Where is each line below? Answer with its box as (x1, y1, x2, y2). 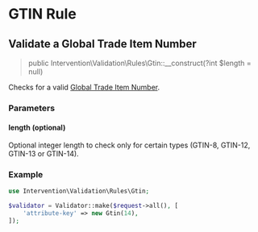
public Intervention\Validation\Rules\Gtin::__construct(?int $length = (27, 58, 252, 68)
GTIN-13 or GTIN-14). (8, 149, 79, 159)
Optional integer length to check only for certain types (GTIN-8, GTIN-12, (8, 140, 251, 150)
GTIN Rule (8, 5, 77, 23)
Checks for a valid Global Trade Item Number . (8, 82, 160, 92)
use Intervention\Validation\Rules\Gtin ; (8, 187, 150, 196)
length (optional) (8, 122, 66, 132)
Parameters (8, 102, 55, 114)
